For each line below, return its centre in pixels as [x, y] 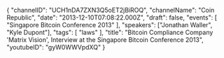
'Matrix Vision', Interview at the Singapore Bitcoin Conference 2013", [105, 40]
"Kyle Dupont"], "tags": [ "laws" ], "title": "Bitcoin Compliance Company [110, 32]
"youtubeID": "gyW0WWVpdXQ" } [56, 47]
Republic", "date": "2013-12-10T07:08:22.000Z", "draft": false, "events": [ [112, 17]
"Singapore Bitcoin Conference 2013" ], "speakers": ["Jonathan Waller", [110, 25]
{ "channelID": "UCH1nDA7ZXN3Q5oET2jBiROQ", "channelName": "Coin [111, 10]
